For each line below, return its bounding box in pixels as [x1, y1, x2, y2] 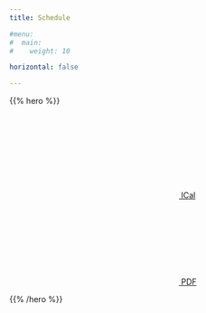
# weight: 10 [9, 46, 70, 55]
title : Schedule [9, 13, 70, 23]
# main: [9, 38, 42, 47]
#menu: [9, 29, 34, 39]
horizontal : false [9, 62, 79, 72]
